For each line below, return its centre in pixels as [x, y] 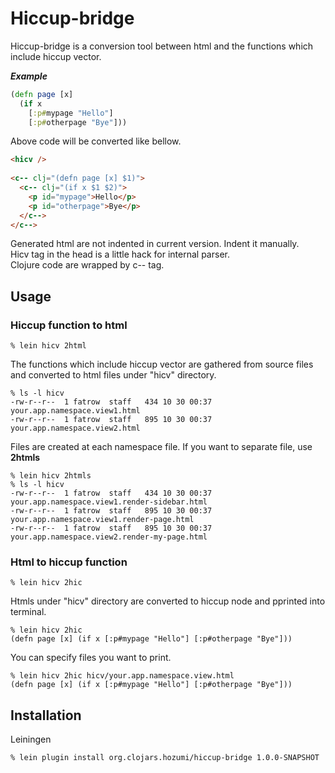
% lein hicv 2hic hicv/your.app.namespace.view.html [122, 676]
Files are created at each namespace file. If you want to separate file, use [161, 447]
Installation [46, 715]
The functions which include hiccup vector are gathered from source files [162, 364]
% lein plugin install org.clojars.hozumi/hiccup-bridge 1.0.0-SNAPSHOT [165, 758]
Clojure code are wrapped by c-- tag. [87, 265]
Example [29, 76]
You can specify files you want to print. [91, 658]
